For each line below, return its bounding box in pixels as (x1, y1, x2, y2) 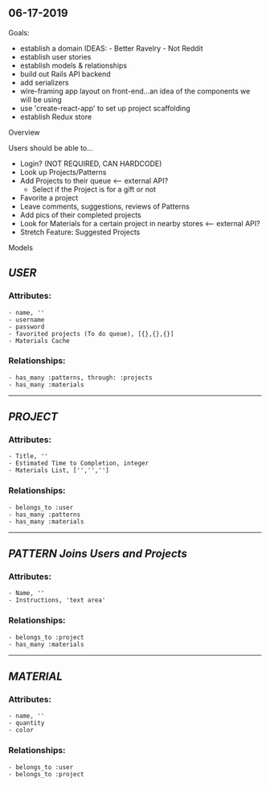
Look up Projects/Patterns (19, 167, 107, 176)
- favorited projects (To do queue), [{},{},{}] (8, 329, 174, 337)
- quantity (8, 719, 45, 727)
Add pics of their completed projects (19, 209, 142, 220)
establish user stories (19, 52, 92, 61)
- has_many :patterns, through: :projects (8, 374, 153, 382)
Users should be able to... (8, 143, 94, 152)
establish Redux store (19, 112, 92, 122)
